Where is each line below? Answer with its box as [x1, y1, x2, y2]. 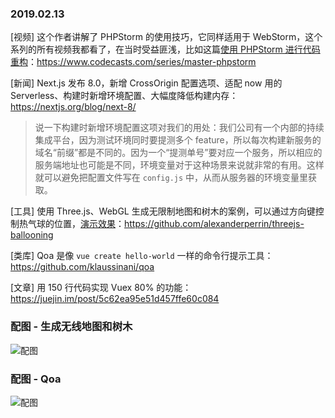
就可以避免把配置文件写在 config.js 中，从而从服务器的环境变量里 [34, 172, 309, 184]
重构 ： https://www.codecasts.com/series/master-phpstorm [10, 56, 257, 68]
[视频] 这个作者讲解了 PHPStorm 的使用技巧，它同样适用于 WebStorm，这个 [10, 31, 323, 43]
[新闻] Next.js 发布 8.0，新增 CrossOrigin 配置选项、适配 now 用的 [10, 77, 283, 89]
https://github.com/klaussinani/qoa [10, 261, 155, 273]
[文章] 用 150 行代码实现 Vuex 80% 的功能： [10, 282, 192, 294]
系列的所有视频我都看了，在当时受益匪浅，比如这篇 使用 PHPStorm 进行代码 [10, 43, 321, 56]
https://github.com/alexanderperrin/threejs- [124, 218, 305, 230]
